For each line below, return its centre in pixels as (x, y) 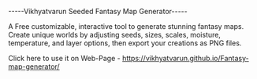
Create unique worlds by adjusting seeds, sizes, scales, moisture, (114, 35)
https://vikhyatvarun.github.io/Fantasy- (186, 58)
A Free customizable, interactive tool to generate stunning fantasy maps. (126, 26)
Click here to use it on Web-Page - (64, 58)
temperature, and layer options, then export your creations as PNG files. (125, 43)
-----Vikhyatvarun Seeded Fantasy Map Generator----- (98, 11)
